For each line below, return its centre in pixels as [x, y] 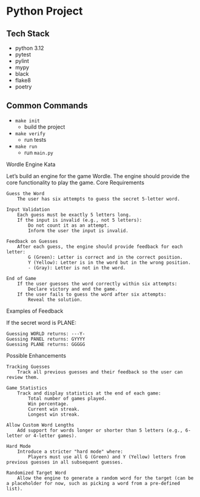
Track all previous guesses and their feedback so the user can [100, 372]
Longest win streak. [54, 414]
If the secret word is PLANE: [42, 322]
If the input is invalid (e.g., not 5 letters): [80, 220]
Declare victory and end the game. [73, 289]
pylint [22, 61]
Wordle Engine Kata [31, 164]
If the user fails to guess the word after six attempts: [92, 294]
